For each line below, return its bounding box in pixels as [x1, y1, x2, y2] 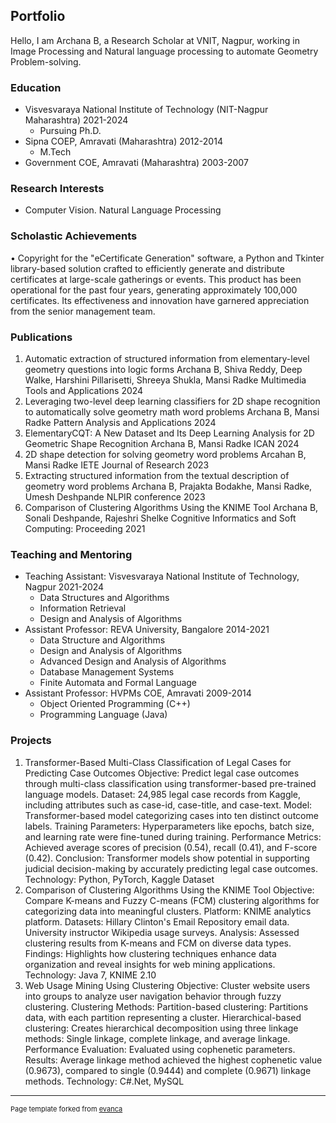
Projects [10, 734, 52, 748]
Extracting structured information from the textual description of [24, 470, 290, 481]
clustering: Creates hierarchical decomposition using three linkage [24, 1022, 299, 1034]
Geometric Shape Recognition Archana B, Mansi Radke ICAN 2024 [24, 438, 300, 449]
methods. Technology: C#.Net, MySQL [24, 1075, 185, 1087]
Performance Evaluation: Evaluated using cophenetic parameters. [24, 1043, 296, 1055]
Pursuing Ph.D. [39, 125, 102, 137]
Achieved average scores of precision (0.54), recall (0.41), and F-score [24, 841, 318, 853]
